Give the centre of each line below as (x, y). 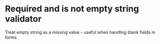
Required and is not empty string (72, 9)
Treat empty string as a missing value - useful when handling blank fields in (80, 32)
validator (23, 19)
